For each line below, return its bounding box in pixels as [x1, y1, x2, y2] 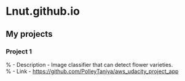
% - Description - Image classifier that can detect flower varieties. [6, 61, 173, 68]
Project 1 [6, 47, 32, 56]
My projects [6, 29, 53, 39]
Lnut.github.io [6, 4, 81, 18]
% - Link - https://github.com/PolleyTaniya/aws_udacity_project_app [6, 67, 179, 75]
